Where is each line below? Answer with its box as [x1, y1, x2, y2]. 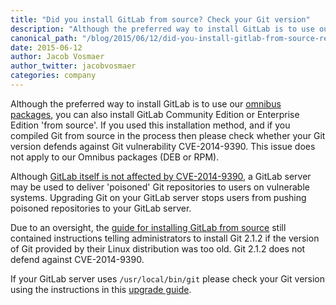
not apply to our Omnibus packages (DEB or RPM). [10, 151, 220, 163]
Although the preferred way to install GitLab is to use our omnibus [10, 97, 282, 110]
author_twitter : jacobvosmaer [10, 61, 137, 71]
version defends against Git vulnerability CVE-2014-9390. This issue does [10, 140, 316, 152]
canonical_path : [10, 33, 78, 43]
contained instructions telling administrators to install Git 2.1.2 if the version [10, 232, 320, 244]
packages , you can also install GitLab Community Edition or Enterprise [10, 108, 300, 120]
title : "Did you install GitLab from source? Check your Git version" [10, 14, 311, 25]
